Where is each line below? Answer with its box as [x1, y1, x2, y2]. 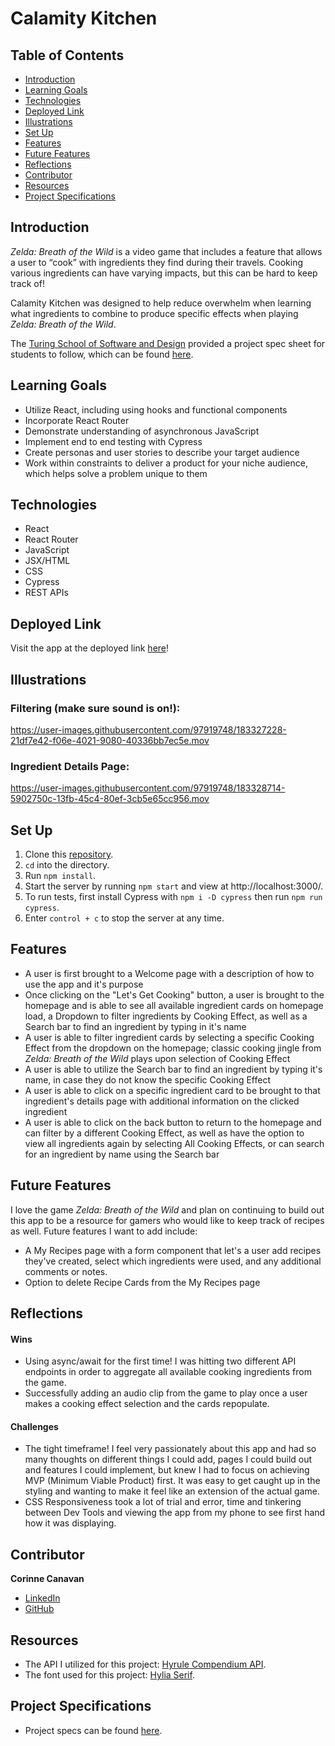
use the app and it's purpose [24, 978, 144, 990]
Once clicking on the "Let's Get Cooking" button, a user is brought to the [24, 988, 325, 1001]
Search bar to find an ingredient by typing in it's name [24, 1020, 247, 1032]
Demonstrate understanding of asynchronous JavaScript [24, 425, 260, 437]
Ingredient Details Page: [10, 759, 130, 773]
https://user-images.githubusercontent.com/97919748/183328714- [10, 782, 286, 794]
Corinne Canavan [10, 1573, 85, 1585]
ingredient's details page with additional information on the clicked [24, 1095, 300, 1107]
